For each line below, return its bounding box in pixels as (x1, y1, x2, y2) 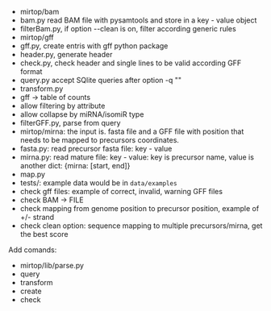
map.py (19, 169, 46, 179)
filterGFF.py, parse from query (19, 118, 121, 127)
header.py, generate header (19, 50, 113, 59)
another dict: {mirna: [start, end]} (19, 161, 131, 170)
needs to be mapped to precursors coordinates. (19, 135, 180, 144)
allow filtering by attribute (19, 101, 106, 110)
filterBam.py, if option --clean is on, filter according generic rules (19, 24, 236, 33)
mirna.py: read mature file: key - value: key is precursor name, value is (19, 152, 254, 162)
